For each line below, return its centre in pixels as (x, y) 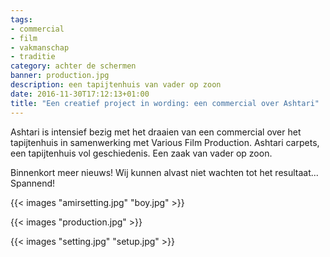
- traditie (33, 57)
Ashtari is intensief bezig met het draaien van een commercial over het (156, 132)
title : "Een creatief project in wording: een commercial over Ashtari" (165, 103)
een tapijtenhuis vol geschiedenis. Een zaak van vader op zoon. (141, 153)
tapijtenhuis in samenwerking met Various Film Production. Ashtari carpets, (165, 142)
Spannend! (33, 183)
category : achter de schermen (73, 66)
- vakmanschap (40, 47)
